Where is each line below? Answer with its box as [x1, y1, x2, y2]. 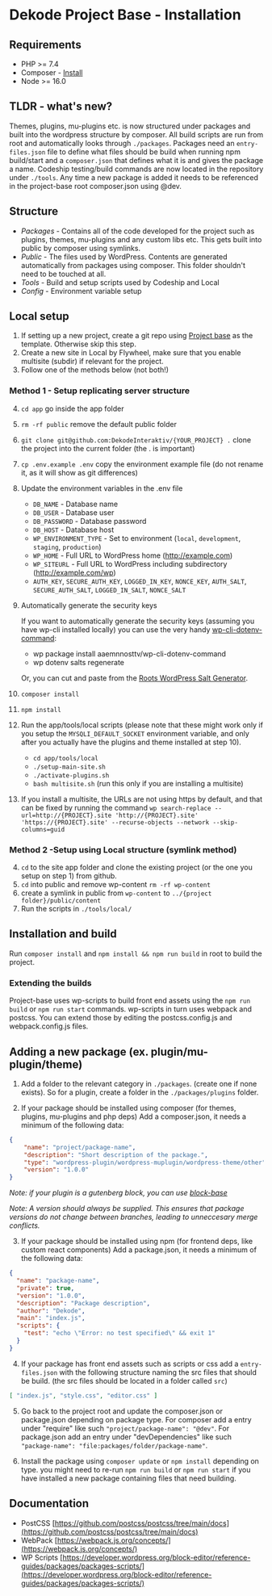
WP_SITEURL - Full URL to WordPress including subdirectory [32, 559, 228, 568]
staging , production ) [32, 542, 102, 551]
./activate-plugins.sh [32, 771, 110, 780]
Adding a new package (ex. [9, 1045, 149, 1058]
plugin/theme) [9, 1058, 83, 1071]
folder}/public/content [20, 897, 102, 905]
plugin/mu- [150, 1045, 208, 1058]
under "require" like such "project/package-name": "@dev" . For [20, 1423, 229, 1433]
